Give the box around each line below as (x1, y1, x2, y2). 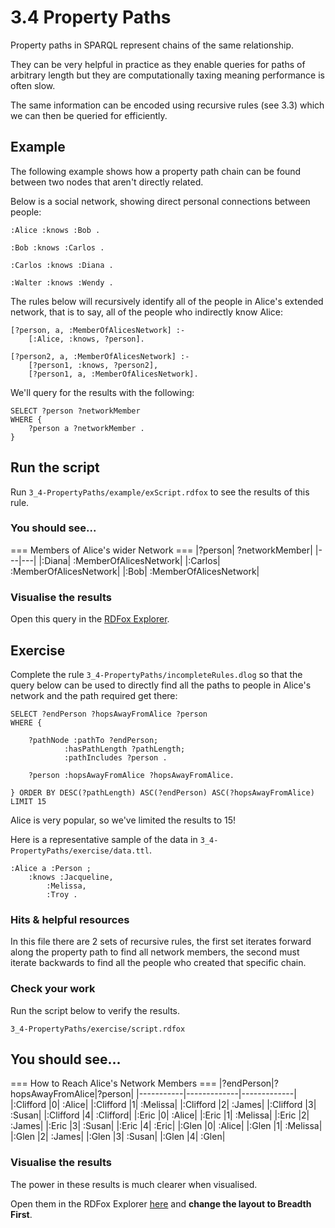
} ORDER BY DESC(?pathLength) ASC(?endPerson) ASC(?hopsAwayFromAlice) (10, 787, 315, 798)
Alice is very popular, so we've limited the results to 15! (10, 814, 237, 826)
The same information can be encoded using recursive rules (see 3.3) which (10, 99, 325, 111)
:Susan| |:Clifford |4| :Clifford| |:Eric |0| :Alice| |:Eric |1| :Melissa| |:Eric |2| (10, 1109, 310, 1121)
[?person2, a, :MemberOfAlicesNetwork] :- (10, 351, 190, 361)
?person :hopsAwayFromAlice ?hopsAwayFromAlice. (28, 770, 235, 780)
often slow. (10, 79, 56, 91)
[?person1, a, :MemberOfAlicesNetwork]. (28, 369, 199, 379)
